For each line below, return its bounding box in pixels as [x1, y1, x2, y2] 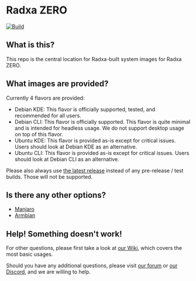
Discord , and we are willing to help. [6, 268, 91, 276]
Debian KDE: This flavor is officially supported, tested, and [14, 106, 156, 113]
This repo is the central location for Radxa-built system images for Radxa [6, 55, 182, 62]
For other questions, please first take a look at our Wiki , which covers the [6, 245, 183, 252]
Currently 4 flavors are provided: [6, 94, 85, 101]
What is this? [6, 40, 55, 50]
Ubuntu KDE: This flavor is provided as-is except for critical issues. [14, 137, 176, 144]
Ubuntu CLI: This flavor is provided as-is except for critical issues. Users [14, 149, 190, 156]
